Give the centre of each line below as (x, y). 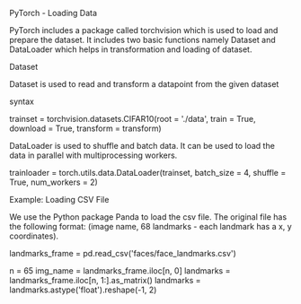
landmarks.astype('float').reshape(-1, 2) (83, 290)
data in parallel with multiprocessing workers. (93, 155)
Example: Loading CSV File (59, 200)
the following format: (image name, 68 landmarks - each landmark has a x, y (150, 226)
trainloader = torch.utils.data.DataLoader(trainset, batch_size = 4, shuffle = (148, 173)
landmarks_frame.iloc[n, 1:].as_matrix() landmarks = (105, 280)
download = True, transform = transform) (85, 128)
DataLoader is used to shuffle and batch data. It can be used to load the (142, 146)
